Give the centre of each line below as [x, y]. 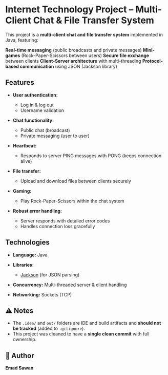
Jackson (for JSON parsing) [50, 275]
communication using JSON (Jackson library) [69, 66]
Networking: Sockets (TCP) [42, 294]
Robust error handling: [37, 211]
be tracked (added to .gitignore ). [49, 329]
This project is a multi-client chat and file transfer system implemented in [84, 34]
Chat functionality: [33, 120]
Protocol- [152, 61]
